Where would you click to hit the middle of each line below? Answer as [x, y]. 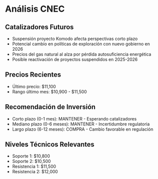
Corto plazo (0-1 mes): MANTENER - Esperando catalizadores [74, 119]
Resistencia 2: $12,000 [35, 172]
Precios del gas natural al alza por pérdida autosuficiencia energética [82, 54]
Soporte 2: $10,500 [31, 161]
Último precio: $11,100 [34, 86]
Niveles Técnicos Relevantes [50, 145]
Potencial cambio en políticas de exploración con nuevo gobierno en [81, 44]
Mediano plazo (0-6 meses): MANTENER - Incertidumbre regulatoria [81, 124]
